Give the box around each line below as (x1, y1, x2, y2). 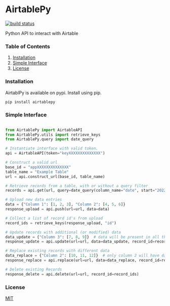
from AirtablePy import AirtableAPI (5, 127, 82, 133)
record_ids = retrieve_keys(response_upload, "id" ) (5, 220, 116, 226)
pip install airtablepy (5, 99, 56, 105)
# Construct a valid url (5, 160, 58, 165)
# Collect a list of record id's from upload (5, 216, 103, 221)
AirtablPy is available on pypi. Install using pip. (5, 89, 102, 96)
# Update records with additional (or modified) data (5, 230, 121, 235)
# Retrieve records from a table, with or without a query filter (5, 183, 148, 189)
